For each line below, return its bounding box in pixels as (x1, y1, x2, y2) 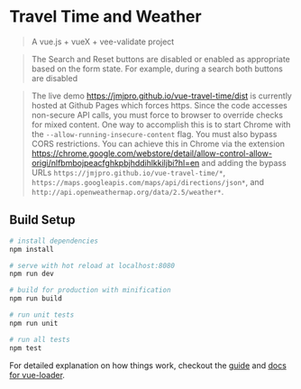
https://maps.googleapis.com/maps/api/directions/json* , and (31, 176, 264, 187)
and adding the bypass (201, 157, 287, 168)
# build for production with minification (9, 286, 171, 295)
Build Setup (9, 212, 76, 227)
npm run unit (9, 319, 59, 328)
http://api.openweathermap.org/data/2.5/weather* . (31, 186, 224, 197)
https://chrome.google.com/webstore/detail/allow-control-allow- (31, 147, 273, 159)
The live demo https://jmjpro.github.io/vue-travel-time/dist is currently (31, 90, 293, 101)
